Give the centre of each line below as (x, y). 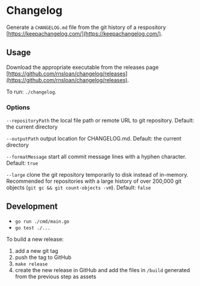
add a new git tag (36, 250)
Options (18, 107)
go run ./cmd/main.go (42, 221)
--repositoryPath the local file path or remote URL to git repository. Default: (100, 121)
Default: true (22, 163)
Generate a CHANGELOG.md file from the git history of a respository (86, 27)
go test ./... (33, 228)
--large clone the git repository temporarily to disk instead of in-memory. (97, 175)
